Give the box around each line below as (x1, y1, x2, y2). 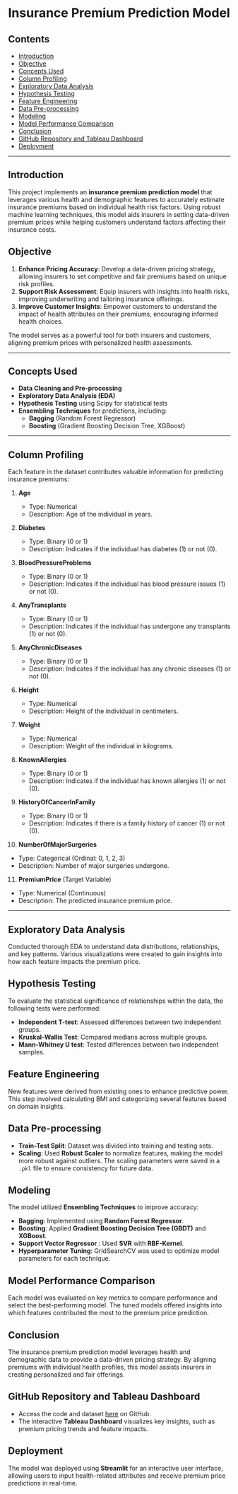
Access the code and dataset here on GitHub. (18, 1409, 151, 1418)
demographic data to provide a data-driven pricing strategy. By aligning (8, 1355, 216, 1363)
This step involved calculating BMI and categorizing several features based (8, 1094, 227, 1103)
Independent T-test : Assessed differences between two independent (18, 1018, 222, 1026)
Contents (8, 33, 50, 45)
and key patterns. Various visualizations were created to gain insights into (8, 950, 222, 958)
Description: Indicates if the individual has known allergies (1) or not (28, 777, 226, 785)
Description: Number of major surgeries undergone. (18, 861, 169, 870)
